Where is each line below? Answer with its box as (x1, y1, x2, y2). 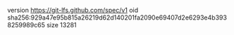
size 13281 (47, 21, 77, 29)
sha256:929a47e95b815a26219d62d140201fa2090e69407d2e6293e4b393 (7, 13, 228, 22)
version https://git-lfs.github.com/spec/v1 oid (7, 6, 139, 14)
